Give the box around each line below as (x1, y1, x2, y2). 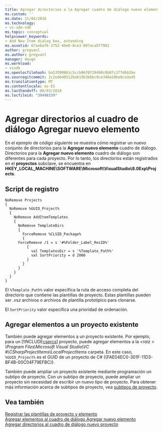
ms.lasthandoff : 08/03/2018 (5, 88, 62, 93)
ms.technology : (5, 20, 36, 26)
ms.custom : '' (5, 12, 34, 16)
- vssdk (5, 66, 21, 71)
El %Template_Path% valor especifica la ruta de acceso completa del (5, 287, 138, 292)
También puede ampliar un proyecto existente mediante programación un (5, 368, 152, 374)
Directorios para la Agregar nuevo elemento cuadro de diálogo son (5, 150, 140, 156)
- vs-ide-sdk (5, 25, 32, 30)
